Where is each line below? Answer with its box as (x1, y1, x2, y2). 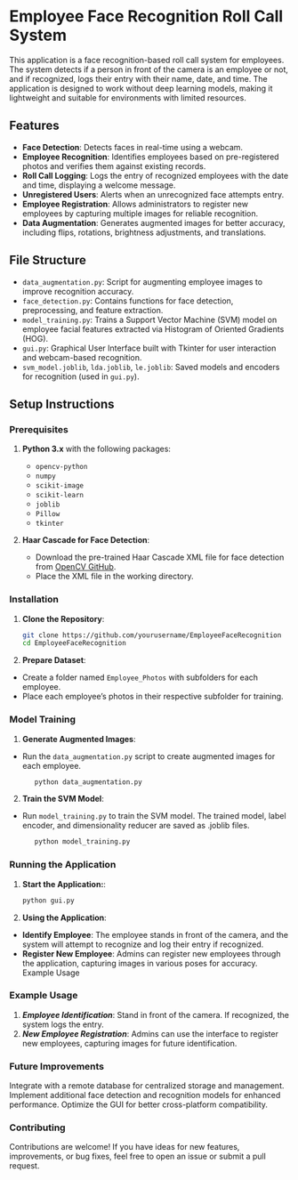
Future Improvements (9, 1060, 105, 1072)
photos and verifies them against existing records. (21, 160, 206, 171)
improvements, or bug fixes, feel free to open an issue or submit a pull (9, 1151, 267, 1162)
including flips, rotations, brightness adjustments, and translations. (21, 227, 267, 238)
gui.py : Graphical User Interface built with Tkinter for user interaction (21, 343, 277, 353)
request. (9, 1160, 40, 1171)
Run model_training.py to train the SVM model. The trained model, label (21, 811, 286, 821)
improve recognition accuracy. (21, 286, 134, 296)
